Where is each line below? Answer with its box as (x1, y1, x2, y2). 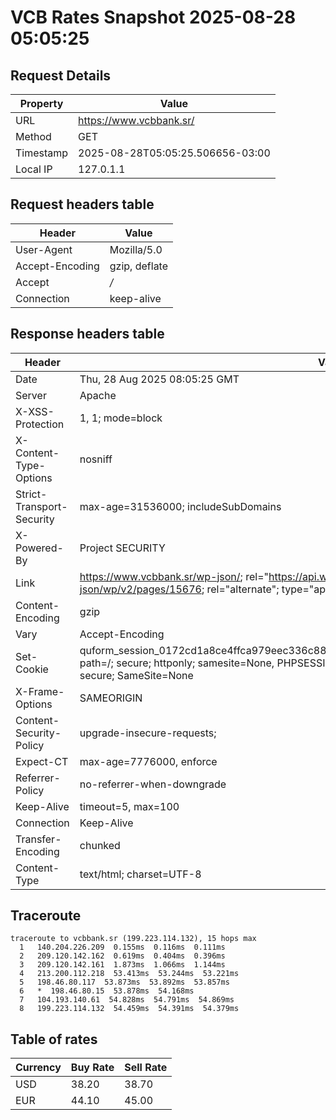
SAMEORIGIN (79, 691, 143, 705)
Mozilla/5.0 (109, 242, 163, 256)
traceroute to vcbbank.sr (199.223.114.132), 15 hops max (10, 934, 257, 944)
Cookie (15, 662, 49, 676)
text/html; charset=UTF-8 (79, 867, 202, 881)
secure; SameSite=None (79, 668, 194, 682)
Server (15, 388, 47, 402)
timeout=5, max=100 (79, 799, 180, 813)
